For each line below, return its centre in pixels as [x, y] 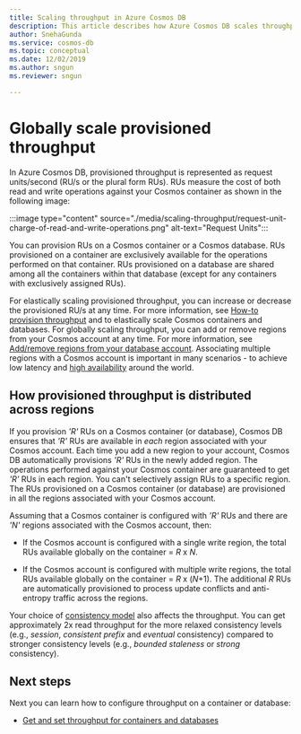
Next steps [40, 682]
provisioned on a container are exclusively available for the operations [139, 254]
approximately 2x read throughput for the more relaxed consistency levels [146, 625]
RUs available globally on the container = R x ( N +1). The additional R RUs [156, 579]
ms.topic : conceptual [50, 51]
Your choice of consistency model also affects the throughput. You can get [147, 615]
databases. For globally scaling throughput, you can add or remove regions [148, 329]
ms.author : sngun [42, 68]
